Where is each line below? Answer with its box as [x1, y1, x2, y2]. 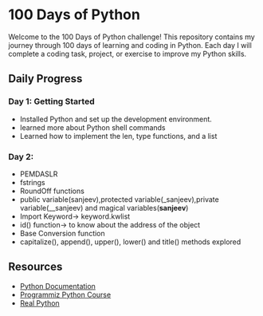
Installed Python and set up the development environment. [19, 114, 213, 124]
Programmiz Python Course [19, 290, 112, 299]
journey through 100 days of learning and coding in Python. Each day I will [8, 40, 253, 49]
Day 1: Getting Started [8, 96, 95, 107]
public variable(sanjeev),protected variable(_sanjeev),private [19, 194, 219, 204]
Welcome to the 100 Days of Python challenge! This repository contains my [8, 32, 255, 41]
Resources [8, 260, 63, 274]
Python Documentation [19, 281, 96, 290]
